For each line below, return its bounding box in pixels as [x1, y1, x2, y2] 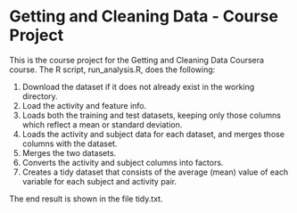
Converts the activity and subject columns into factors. [21, 157, 224, 168]
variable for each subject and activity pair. [21, 176, 177, 186]
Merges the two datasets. [21, 147, 117, 158]
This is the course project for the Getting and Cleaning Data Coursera [9, 54, 265, 65]
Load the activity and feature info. [21, 100, 147, 111]
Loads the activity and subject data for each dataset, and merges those [21, 128, 285, 139]
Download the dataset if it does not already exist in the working [21, 81, 255, 92]
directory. [21, 91, 58, 102]
